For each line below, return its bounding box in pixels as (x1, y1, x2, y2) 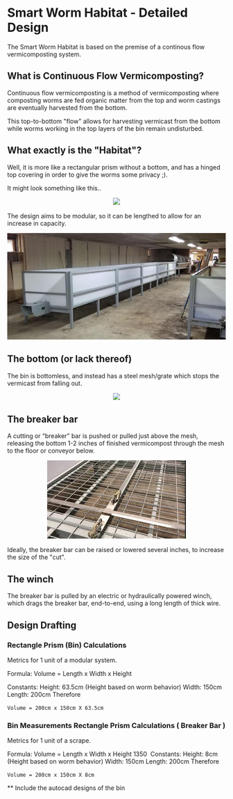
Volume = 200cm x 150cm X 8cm (7, 772, 95, 779)
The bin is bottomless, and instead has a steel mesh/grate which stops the (7, 371, 220, 380)
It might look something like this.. (7, 184, 102, 192)
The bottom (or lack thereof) (7, 353, 132, 365)
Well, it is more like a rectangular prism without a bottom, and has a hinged (7, 163, 221, 171)
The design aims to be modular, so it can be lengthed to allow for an (7, 211, 202, 220)
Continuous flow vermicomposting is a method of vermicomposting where (7, 88, 220, 97)
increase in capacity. (7, 219, 67, 227)
